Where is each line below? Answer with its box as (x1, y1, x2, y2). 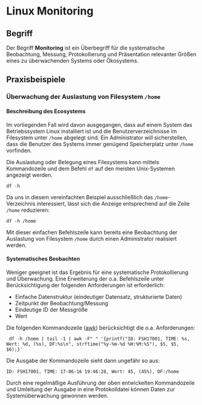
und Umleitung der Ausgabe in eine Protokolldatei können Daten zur (6, 385, 175, 393)
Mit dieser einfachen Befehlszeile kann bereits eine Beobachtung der (6, 228, 178, 236)
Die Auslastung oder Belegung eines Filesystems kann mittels (6, 158, 160, 165)
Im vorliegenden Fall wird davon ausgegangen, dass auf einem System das (6, 121, 193, 128)
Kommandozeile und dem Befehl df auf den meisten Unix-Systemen (6, 165, 175, 172)
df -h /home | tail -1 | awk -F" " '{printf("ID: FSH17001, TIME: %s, (8, 336, 190, 342)
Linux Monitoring (6, 4, 93, 18)
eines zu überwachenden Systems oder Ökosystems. (6, 57, 139, 64)
